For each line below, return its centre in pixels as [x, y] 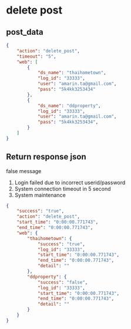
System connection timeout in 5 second [63, 188]
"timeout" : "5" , [37, 57]
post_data [25, 32]
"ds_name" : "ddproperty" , [69, 106]
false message [24, 171]
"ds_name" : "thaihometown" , [72, 73]
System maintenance [40, 195]
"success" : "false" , [63, 282]
